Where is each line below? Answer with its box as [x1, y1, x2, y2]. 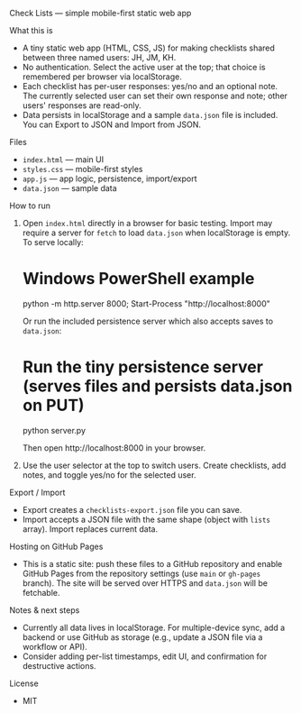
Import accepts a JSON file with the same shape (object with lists [22, 514, 271, 525]
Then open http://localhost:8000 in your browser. [22, 442, 206, 453]
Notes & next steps [9, 604, 80, 616]
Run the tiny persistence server [22, 357, 264, 378]
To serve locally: [22, 237, 84, 247]
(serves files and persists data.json [22, 376, 293, 397]
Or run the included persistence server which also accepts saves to [22, 315, 273, 326]
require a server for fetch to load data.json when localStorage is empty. [22, 227, 291, 238]
